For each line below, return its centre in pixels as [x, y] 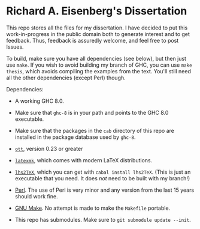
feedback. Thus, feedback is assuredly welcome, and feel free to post [93, 40]
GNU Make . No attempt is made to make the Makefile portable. [93, 208]
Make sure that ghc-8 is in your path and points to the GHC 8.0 [92, 112]
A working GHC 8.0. [39, 101]
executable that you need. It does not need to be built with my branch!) [102, 178]
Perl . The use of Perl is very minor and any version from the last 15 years [104, 190]
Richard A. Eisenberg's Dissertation [97, 11]
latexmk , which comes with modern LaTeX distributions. [84, 160]
